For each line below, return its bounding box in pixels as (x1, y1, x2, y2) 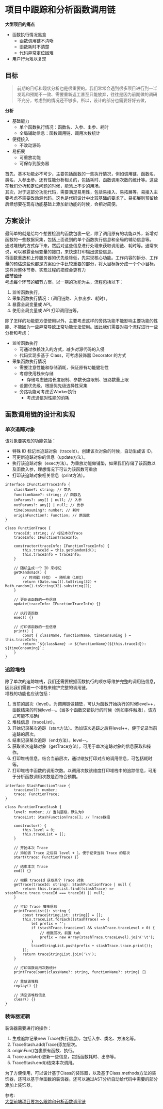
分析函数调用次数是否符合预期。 (16, 773, 81, 779)
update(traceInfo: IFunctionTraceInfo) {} (14, 602, 101, 607)
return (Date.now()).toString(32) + (22, 579, 97, 584)
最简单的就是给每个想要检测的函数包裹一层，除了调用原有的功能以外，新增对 (5, 230, 158, 236)
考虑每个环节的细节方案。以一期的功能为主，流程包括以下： (5, 279, 124, 285)
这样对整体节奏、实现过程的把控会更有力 (5, 267, 86, 273)
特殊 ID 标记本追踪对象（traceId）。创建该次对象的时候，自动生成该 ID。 (12, 448, 155, 454)
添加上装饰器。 (5, 1082, 35, 1088)
